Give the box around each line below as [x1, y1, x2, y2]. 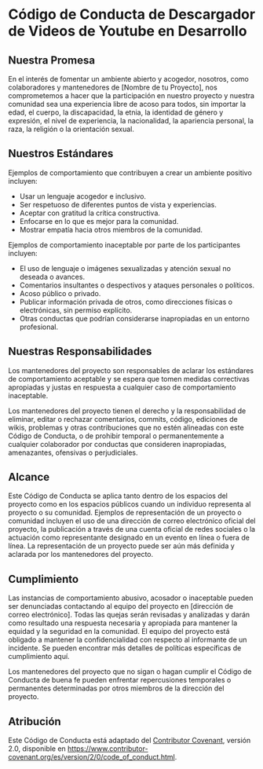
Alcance [8, 471, 50, 484]
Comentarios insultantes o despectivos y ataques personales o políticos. [19, 280, 255, 290]
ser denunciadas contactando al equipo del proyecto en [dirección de [8, 602, 234, 611]
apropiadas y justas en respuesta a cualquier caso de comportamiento [8, 383, 236, 392]
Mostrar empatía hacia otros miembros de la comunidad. [19, 225, 203, 234]
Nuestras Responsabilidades [8, 345, 152, 358]
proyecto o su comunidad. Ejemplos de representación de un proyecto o [8, 508, 242, 518]
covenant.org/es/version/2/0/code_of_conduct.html [8, 753, 175, 762]
